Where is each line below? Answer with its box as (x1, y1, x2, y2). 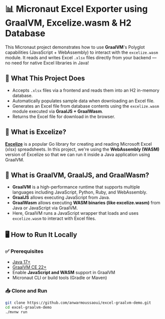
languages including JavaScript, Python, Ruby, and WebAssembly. (12, 189, 147, 195)
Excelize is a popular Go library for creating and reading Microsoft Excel (5, 141, 152, 147)
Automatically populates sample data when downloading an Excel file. (12, 98, 155, 104)
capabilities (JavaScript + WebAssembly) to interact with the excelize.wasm (5, 49, 158, 55)
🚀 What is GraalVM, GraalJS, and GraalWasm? (5, 171, 150, 179)
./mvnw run (5, 310, 28, 315)
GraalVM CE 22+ (12, 264, 47, 270)
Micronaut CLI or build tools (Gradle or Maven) (12, 275, 107, 281)
